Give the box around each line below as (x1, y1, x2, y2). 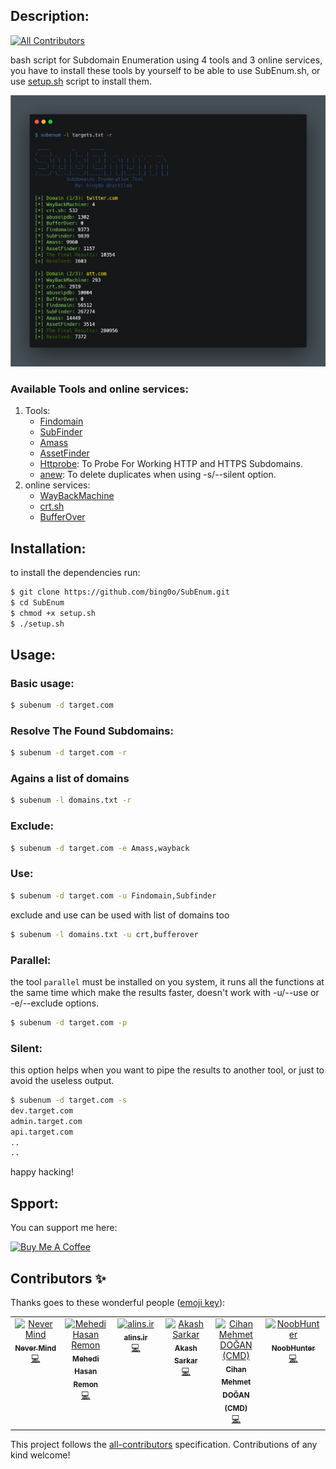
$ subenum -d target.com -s (10, 1095, 128, 1106)
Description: (10, 8, 90, 25)
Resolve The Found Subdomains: (10, 724, 174, 738)
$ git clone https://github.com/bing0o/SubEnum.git (10, 587, 230, 597)
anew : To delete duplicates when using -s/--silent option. (39, 469, 277, 481)
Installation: (10, 540, 87, 557)
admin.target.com (10, 1116, 83, 1126)
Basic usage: (10, 676, 75, 690)
